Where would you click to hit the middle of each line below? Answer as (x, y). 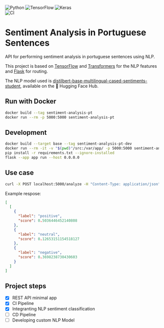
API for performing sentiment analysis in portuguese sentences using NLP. (80, 56)
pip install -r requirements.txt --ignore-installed (60, 153)
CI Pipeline (23, 303)
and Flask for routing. (27, 71)
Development (26, 132)
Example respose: (23, 193)
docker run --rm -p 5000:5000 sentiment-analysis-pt (60, 117)
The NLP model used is (29, 80)
